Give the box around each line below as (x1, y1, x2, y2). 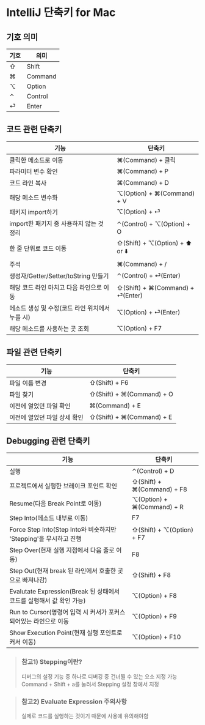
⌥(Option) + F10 (132, 633, 181, 641)
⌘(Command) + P (117, 166, 169, 175)
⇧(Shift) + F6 (89, 378, 129, 387)
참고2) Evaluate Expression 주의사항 (21, 697, 127, 705)
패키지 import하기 (9, 207, 58, 216)
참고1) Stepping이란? (21, 658, 82, 666)
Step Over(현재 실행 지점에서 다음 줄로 (9, 546, 115, 554)
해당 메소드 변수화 (9, 193, 58, 202)
